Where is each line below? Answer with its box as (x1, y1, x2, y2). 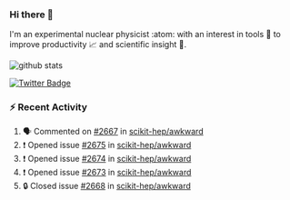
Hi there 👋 (9, 8, 55, 21)
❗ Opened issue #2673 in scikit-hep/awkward (22, 166, 192, 177)
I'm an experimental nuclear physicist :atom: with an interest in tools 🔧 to (9, 29, 282, 40)
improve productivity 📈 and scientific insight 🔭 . (9, 39, 187, 50)
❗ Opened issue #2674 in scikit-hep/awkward (22, 153, 192, 164)
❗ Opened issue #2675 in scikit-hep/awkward (22, 139, 192, 150)
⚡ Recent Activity (9, 101, 88, 114)
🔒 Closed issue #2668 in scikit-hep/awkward (22, 180, 191, 191)
